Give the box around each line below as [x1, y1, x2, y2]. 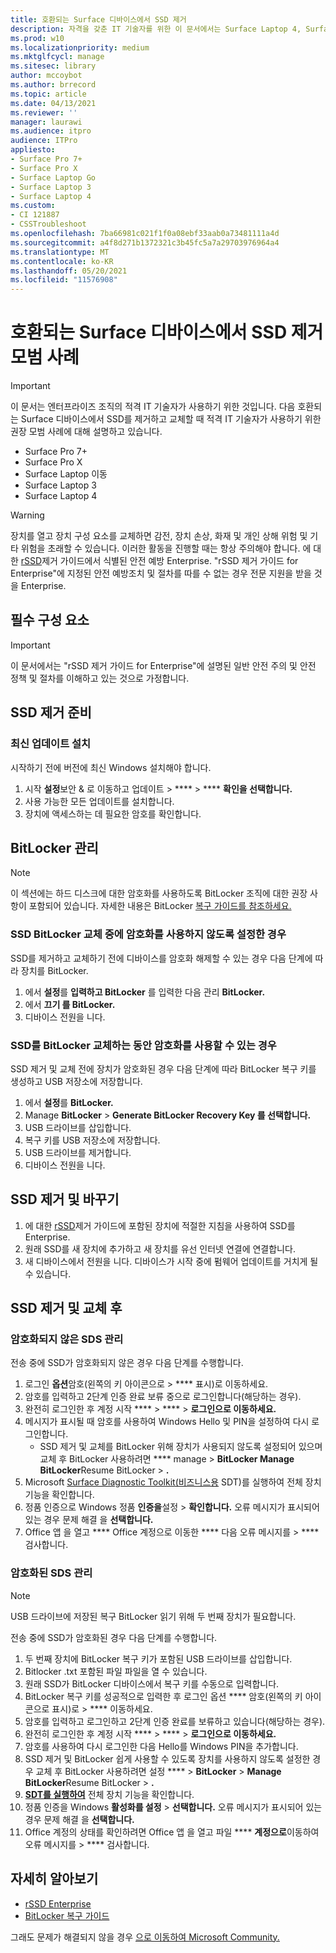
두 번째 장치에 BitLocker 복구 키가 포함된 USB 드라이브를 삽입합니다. [24, 1652, 293, 1665]
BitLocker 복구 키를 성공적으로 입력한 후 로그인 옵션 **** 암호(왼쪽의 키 [24, 1690, 303, 1702]
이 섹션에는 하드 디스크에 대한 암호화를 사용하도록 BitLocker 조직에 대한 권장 [10, 887, 308, 900]
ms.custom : [10, 201, 56, 211]
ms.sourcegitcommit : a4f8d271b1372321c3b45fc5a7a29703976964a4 [10, 237, 280, 248]
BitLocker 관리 [10, 839, 99, 856]
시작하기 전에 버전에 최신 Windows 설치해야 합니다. [10, 761, 212, 773]
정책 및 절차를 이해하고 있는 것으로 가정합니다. [10, 672, 190, 684]
